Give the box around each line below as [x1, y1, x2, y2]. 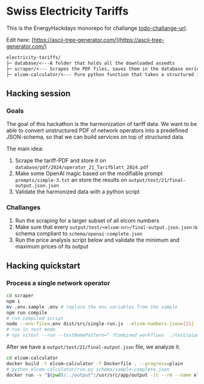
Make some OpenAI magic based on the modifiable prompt [15, 170, 163, 177]
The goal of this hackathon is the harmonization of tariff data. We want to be [6, 120, 197, 128]
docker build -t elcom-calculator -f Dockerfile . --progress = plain [6, 360, 183, 366]
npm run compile [6, 309, 47, 316]
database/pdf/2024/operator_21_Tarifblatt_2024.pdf [15, 164, 149, 171]
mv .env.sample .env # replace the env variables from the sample [6, 304, 178, 310]
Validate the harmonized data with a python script [15, 188, 140, 195]
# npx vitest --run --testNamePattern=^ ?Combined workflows [6, 332, 165, 338]
